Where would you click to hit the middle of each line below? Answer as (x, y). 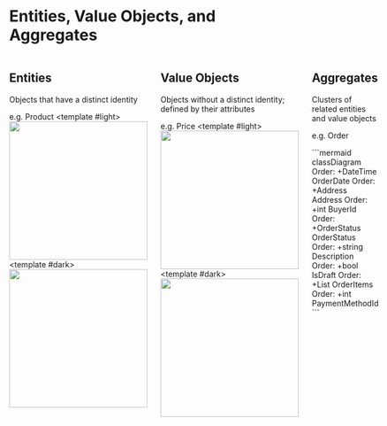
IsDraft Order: (337, 275)
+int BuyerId (334, 209)
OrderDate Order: (344, 181)
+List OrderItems (343, 284)
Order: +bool (335, 265)
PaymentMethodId (345, 303)
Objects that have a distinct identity (74, 99)
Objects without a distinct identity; (223, 99)
